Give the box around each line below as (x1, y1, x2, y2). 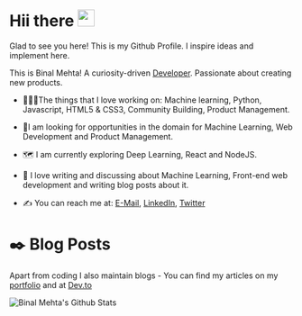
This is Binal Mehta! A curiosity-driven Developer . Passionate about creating (9, 68, 292, 78)
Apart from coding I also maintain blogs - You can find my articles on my (9, 270, 279, 281)
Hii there (9, 11, 75, 32)
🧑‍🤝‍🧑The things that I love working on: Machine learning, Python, (22, 95, 262, 105)
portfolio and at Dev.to (9, 279, 93, 290)
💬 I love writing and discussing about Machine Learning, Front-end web (22, 169, 288, 180)
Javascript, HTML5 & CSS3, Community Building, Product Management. (22, 104, 290, 114)
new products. (9, 77, 63, 87)
